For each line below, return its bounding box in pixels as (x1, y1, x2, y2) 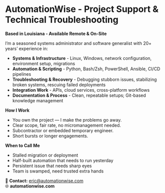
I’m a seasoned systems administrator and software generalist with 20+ (5, 40, 152, 46)
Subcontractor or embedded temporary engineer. (12, 127, 114, 133)
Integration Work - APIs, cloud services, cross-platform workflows (12, 87, 150, 93)
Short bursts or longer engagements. (12, 133, 88, 139)
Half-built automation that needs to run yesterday (12, 157, 113, 163)
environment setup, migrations (12, 60, 76, 66)
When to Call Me (5, 142, 40, 148)
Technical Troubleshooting (5, 14, 119, 25)
